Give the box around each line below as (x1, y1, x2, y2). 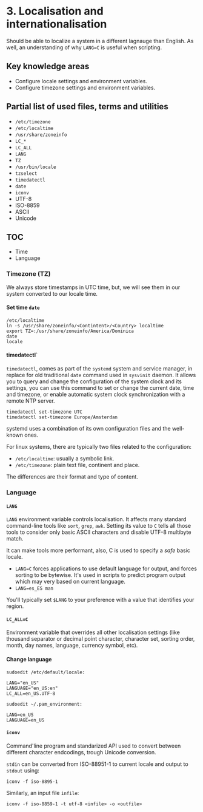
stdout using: (6, 766, 39, 774)
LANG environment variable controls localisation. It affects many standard (6, 516, 187, 523)
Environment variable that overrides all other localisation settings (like (6, 629, 180, 636)
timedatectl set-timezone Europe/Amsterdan (6, 414, 118, 420)
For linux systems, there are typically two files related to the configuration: (6, 443, 192, 451)
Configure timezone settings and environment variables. (15, 84, 156, 91)
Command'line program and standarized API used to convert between (6, 742, 181, 749)
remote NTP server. (6, 397, 56, 404)
